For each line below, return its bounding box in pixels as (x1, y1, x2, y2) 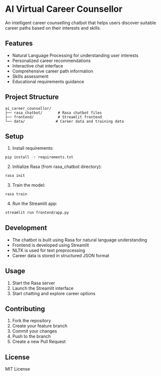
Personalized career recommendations (12, 58, 91, 64)
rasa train (5, 192, 27, 197)
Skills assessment (12, 73, 49, 79)
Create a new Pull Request (12, 339, 66, 344)
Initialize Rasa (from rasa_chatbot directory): (12, 164, 102, 170)
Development (5, 224, 48, 232)
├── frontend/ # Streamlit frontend (5, 114, 102, 119)
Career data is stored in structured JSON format (12, 252, 109, 258)
